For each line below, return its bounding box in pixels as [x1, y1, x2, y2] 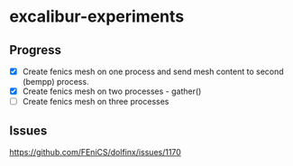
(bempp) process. [22, 77, 89, 88]
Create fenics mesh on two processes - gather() [22, 86, 202, 97]
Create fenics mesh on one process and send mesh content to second [22, 66, 284, 77]
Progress [9, 42, 61, 58]
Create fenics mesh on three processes [22, 97, 169, 107]
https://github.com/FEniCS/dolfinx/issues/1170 [9, 147, 182, 157]
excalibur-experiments [9, 6, 185, 27]
